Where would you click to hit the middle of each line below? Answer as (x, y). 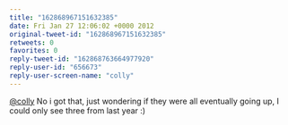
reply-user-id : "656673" (56, 68)
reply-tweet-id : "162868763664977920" (82, 59)
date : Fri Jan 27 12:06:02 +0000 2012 (82, 26)
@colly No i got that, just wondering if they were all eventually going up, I (144, 101)
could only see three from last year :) (78, 110)
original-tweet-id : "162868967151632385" (88, 34)
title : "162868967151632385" (64, 17)
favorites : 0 (34, 51)
